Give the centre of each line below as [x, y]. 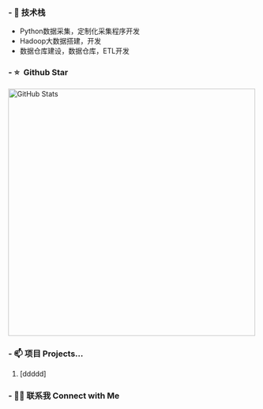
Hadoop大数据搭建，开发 [60, 41]
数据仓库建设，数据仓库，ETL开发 [75, 51]
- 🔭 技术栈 [27, 12]
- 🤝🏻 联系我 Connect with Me [64, 396]
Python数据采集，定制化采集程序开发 [80, 31]
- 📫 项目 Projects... [46, 354]
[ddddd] [33, 373]
